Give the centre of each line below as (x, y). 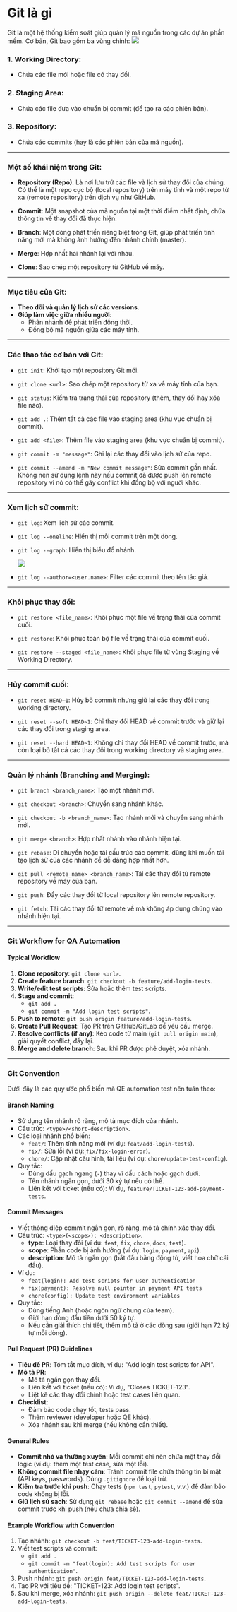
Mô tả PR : (32, 1372)
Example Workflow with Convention (61, 1525)
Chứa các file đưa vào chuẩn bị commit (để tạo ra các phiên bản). (113, 108)
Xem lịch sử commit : (43, 507)
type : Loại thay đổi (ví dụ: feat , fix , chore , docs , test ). (107, 1243)
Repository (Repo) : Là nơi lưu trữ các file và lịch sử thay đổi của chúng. (121, 182)
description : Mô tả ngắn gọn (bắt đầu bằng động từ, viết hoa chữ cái (128, 1257)
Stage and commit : (46, 996)
